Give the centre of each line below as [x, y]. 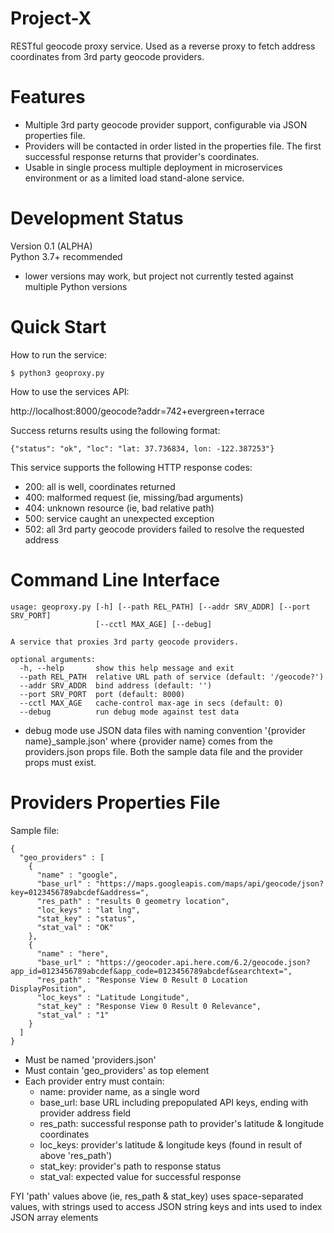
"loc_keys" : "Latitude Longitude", [113, 997]
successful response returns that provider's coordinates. [142, 156]
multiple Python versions [76, 286]
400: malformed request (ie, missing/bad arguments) [134, 497]
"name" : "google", [77, 875]
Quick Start [58, 327]
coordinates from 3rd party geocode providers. [107, 56]
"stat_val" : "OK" [75, 927]
